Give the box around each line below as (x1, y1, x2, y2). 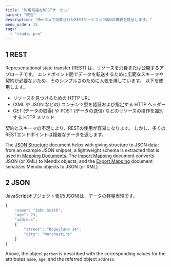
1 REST (5, 50, 28, 59)
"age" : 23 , (14, 213, 38, 218)
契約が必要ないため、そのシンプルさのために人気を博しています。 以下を (5, 78, 159, 84)
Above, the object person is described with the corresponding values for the (5, 250, 166, 257)
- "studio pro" (10, 31, 43, 36)
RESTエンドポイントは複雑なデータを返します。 (5, 131, 106, 138)
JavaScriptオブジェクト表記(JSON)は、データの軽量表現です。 (5, 193, 138, 199)
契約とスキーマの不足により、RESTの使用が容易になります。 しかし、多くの (5, 125, 166, 131)
